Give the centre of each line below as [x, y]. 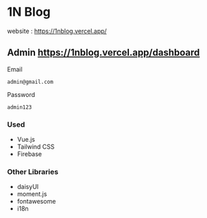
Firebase [29, 154]
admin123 [20, 107]
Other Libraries [33, 171]
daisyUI [28, 187]
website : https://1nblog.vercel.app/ [57, 31]
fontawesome [36, 201]
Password [21, 94]
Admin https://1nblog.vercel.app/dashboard [103, 53]
